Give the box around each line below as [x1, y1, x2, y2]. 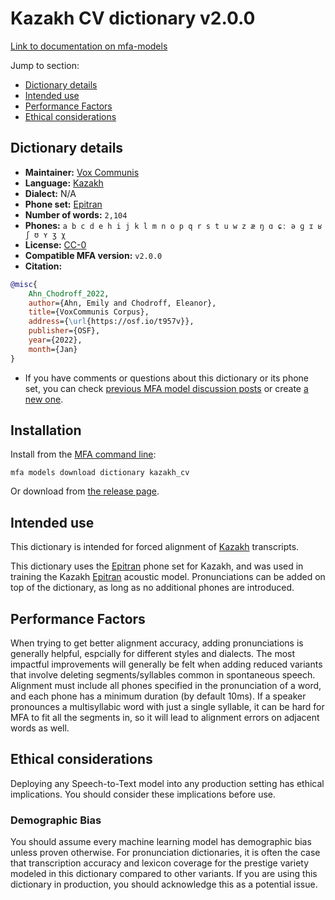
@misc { [10, 279, 38, 289]
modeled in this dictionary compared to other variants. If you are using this [10, 868, 318, 880]
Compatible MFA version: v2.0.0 [24, 249, 163, 261]
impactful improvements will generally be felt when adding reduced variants [10, 658, 323, 671]
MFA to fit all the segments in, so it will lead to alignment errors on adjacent [10, 712, 320, 724]
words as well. [10, 722, 70, 734]
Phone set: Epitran [24, 198, 103, 210]
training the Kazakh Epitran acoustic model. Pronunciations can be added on [10, 571, 326, 583]
